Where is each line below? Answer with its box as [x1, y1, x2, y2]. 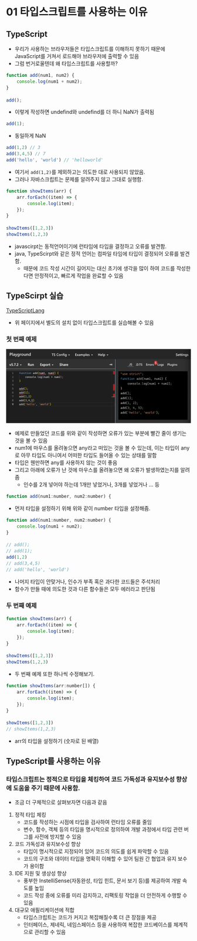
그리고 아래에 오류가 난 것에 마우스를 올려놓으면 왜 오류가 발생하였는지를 [14, 466, 179, 473]
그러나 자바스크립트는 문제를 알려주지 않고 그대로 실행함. [14, 175, 144, 182]
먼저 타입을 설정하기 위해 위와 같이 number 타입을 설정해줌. [14, 505, 151, 512]
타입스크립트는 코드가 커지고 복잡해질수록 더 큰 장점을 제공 [23, 913, 157, 920]
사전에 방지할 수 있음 [34, 833, 82, 840]
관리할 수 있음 [34, 928, 66, 935]
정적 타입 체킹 [14, 811, 46, 818]
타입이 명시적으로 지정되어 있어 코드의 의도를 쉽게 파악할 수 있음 [23, 848, 169, 855]
